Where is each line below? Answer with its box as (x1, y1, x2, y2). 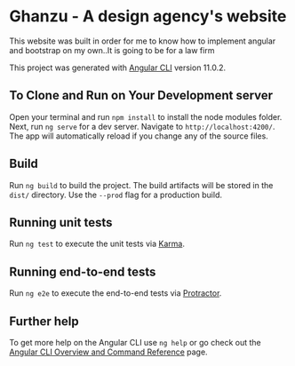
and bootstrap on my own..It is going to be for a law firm (9, 44, 215, 55)
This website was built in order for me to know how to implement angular (9, 36, 276, 46)
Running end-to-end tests (9, 264, 156, 279)
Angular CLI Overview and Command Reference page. (9, 346, 208, 357)
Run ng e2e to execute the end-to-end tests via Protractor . (9, 288, 222, 298)
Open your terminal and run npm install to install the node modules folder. (9, 111, 283, 122)
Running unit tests (9, 215, 113, 230)
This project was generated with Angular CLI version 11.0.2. (9, 62, 227, 73)
